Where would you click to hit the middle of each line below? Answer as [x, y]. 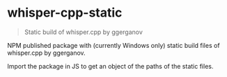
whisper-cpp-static [65, 13]
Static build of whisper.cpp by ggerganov [83, 32]
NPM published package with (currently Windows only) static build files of [114, 45]
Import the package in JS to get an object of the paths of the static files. [110, 66]
